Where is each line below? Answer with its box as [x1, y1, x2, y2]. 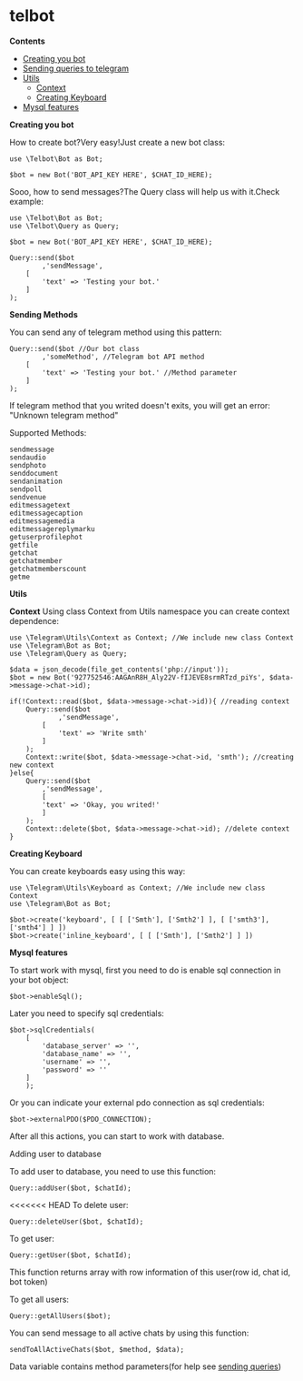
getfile [9, 540, 39, 549]
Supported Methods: [9, 427, 87, 438]
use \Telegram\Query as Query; [9, 649, 128, 658]
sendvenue [9, 492, 47, 501]
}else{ [9, 768, 34, 778]
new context [9, 761, 54, 770]
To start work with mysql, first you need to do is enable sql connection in [9, 964, 281, 975]
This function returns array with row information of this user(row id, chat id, [9, 1266, 291, 1277]
